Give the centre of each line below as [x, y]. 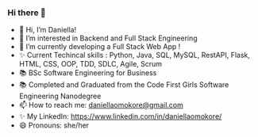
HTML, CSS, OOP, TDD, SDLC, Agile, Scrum [90, 64]
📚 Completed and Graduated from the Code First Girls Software [124, 85]
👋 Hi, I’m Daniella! [48, 30]
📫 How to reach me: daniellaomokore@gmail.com [101, 105]
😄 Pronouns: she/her [54, 125]
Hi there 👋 [27, 13]
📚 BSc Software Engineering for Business [88, 73]
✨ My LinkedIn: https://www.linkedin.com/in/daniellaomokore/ [120, 116]
